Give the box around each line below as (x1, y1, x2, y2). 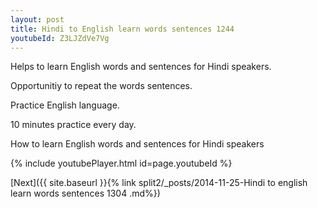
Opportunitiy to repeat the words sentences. (10, 80, 193, 92)
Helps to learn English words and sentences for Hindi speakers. (10, 61, 272, 73)
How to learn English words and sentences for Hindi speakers (10, 138, 265, 150)
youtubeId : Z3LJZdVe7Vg (10, 33, 110, 43)
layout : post (10, 14, 65, 25)
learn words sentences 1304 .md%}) (10, 187, 161, 200)
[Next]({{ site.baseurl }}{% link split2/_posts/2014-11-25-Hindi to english (10, 177, 308, 189)
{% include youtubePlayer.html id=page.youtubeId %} (10, 157, 233, 170)
